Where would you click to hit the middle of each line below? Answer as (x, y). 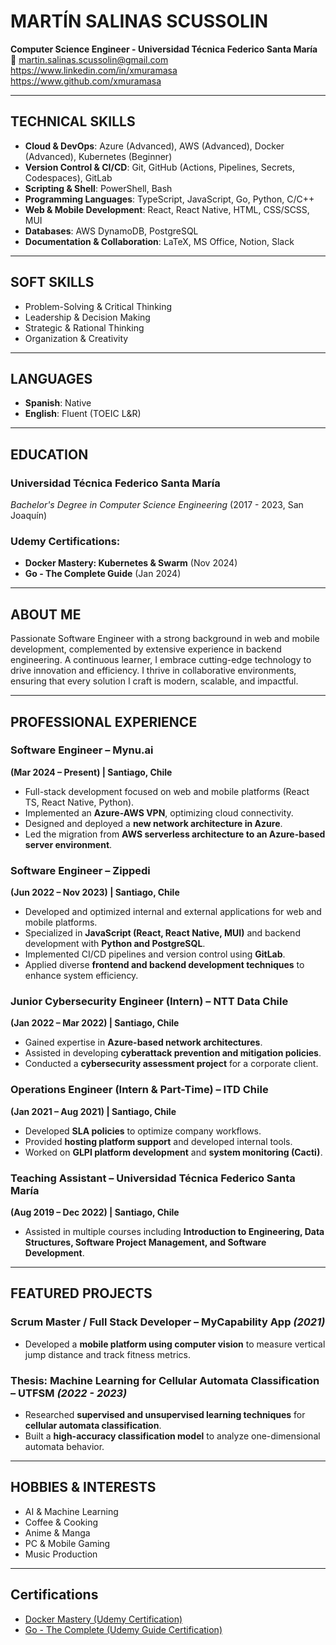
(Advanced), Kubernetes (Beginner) (98, 156)
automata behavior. (64, 1447)
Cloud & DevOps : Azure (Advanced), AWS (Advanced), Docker (154, 146)
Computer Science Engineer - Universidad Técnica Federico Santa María (164, 49)
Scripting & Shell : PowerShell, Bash (98, 188)
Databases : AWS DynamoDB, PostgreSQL (111, 231)
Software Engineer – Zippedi (80, 870)
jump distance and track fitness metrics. (107, 1354)
